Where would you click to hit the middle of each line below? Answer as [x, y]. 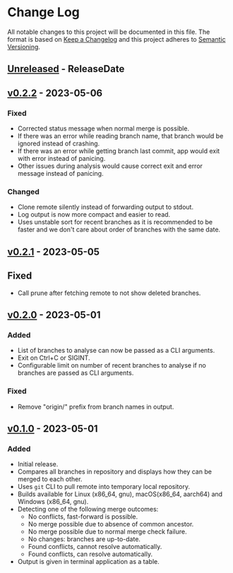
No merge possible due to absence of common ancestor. [111, 524]
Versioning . [24, 47]
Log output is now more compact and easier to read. [94, 215]
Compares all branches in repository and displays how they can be [114, 472]
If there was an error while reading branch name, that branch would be [120, 136]
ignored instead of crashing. [59, 144]
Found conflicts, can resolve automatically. [90, 554]
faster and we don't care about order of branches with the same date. [119, 229]
